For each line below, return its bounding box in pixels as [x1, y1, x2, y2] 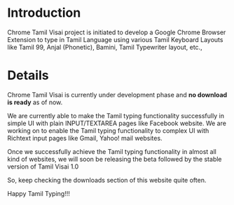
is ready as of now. [7, 98, 63, 106]
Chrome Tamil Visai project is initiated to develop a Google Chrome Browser [7, 28, 226, 36]
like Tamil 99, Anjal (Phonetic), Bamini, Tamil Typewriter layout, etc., [7, 43, 202, 51]
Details [7, 68, 49, 83]
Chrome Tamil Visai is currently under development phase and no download [7, 90, 228, 99]
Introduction [7, 5, 81, 21]
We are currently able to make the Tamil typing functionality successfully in [7, 111, 224, 120]
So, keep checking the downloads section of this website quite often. [7, 176, 207, 184]
